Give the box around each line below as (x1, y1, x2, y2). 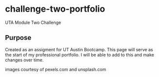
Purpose (5, 34, 32, 42)
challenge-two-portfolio (5, 3, 105, 15)
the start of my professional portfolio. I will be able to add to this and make (5, 52, 155, 58)
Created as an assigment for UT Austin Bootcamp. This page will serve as (5, 46, 153, 52)
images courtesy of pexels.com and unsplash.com (5, 66, 106, 72)
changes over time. (5, 57, 44, 63)
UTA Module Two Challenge (5, 19, 61, 25)
